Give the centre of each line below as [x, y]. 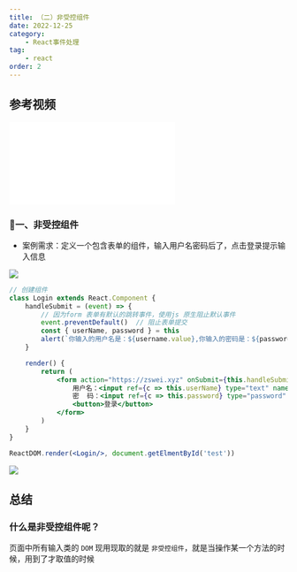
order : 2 [25, 67]
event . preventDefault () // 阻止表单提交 [114, 323]
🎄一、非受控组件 [44, 225]
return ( [57, 371]
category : [27, 34]
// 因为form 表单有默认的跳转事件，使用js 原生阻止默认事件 [138, 315]
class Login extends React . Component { [83, 298]
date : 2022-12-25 [41, 26]
